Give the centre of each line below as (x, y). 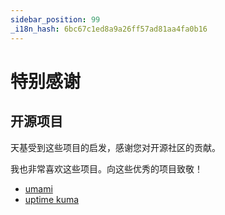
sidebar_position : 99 (55, 19)
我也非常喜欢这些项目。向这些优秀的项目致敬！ (106, 168)
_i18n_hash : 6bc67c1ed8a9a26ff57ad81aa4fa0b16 (109, 29)
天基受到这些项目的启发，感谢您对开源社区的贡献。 (115, 147)
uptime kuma (52, 199)
